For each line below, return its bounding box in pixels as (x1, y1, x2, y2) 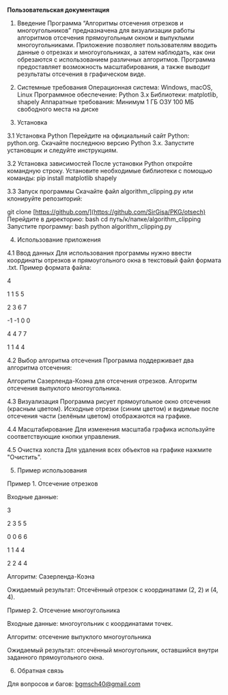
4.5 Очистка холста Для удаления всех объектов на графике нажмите (7, 446, 212, 454)
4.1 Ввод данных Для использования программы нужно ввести (7, 249, 192, 257)
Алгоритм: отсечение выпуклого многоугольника (7, 633, 152, 641)
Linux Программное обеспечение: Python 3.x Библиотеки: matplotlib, (16, 90, 218, 99)
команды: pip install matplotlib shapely (7, 174, 117, 182)
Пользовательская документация (7, 6, 110, 14)
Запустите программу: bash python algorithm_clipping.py (7, 223, 172, 230)
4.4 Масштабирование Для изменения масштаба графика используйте (7, 425, 215, 433)
